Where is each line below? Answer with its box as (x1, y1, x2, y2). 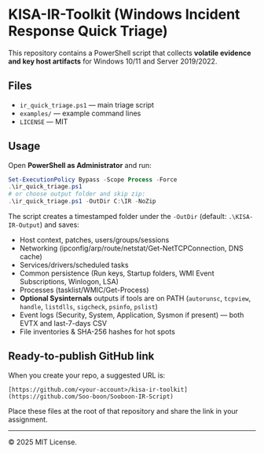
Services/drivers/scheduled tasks (19, 261, 129, 270)
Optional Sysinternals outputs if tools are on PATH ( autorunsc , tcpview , (19, 294, 251, 303)
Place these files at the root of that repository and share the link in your (8, 406, 238, 415)
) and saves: (39, 220, 80, 229)
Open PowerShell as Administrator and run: (8, 160, 152, 170)
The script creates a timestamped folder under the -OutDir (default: (8, 212, 227, 221)
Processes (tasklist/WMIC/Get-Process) (19, 285, 149, 295)
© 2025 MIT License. (8, 437, 77, 447)
